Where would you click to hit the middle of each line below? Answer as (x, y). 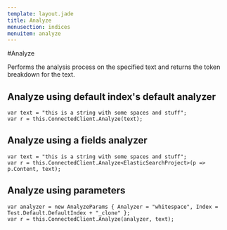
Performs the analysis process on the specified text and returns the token (114, 67)
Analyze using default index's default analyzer (112, 97)
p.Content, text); (34, 169)
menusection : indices (39, 27)
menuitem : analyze (34, 33)
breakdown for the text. (41, 75)
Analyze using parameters (66, 191)
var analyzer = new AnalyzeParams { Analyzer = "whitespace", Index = (113, 207)
